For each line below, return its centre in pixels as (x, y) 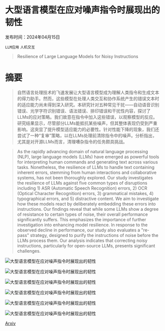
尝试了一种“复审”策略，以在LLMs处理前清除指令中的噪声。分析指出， (87, 135)
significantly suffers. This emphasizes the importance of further (82, 219)
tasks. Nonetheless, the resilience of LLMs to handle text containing (86, 167)
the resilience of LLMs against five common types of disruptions (82, 183)
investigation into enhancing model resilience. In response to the (82, 225)
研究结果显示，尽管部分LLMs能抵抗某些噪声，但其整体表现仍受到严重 (87, 123)
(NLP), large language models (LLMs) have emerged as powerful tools (88, 157)
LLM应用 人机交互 (20, 47)
